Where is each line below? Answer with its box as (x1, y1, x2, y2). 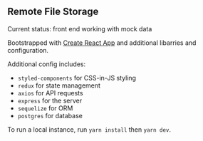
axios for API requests (17, 88, 83, 97)
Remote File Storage (7, 6, 99, 18)
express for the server (17, 96, 83, 105)
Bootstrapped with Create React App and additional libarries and (7, 38, 197, 47)
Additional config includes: (7, 60, 86, 68)
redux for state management (17, 81, 101, 90)
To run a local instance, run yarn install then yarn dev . (7, 125, 172, 134)
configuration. (7, 46, 48, 54)
